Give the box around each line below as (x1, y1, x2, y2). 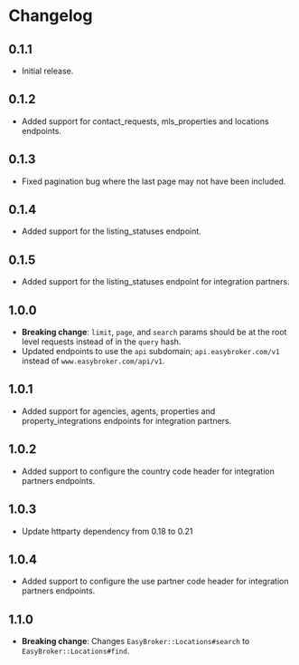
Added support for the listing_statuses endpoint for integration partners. (21, 276, 290, 287)
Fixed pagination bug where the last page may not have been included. (21, 176, 286, 187)
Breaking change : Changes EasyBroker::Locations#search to (21, 636, 250, 647)
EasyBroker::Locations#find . (21, 645, 130, 657)
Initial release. (21, 65, 74, 76)
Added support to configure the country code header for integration (21, 466, 275, 477)
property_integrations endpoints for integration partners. (21, 415, 232, 426)
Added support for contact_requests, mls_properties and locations (21, 115, 269, 127)
